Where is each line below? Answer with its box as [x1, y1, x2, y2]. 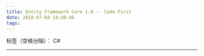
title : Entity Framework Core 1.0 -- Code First [6, 8, 132, 15]
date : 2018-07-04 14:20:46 [6, 14, 75, 20]
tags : [6, 20, 20, 26]
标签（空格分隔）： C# [6, 37, 61, 45]
